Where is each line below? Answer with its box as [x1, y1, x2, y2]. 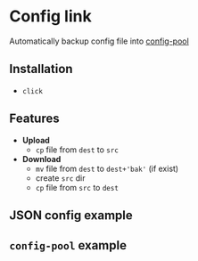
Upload [21, 135, 51, 145]
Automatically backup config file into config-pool [9, 36, 189, 46]
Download [21, 153, 62, 164]
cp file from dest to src [35, 144, 119, 155]
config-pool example [9, 238, 128, 253]
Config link [9, 6, 92, 27]
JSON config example [9, 208, 133, 223]
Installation [9, 61, 73, 77]
